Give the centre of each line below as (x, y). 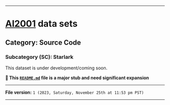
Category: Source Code (43, 42)
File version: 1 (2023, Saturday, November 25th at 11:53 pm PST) (75, 92)
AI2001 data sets (41, 24)
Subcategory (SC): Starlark (39, 57)
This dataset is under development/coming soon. (56, 68)
